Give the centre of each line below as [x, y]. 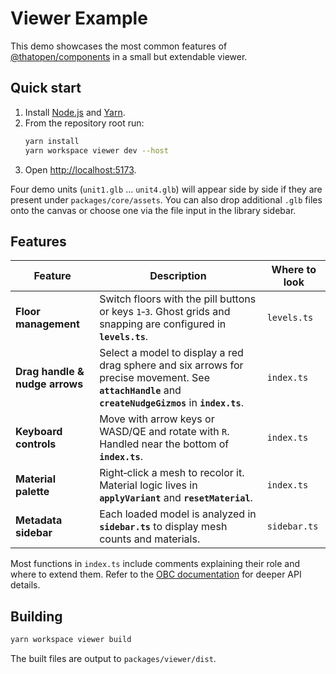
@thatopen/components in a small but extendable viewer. [129, 56]
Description [178, 276]
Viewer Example [79, 18]
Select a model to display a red [171, 353]
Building [36, 616]
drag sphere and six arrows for [171, 365]
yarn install [52, 141]
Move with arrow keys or [157, 419]
